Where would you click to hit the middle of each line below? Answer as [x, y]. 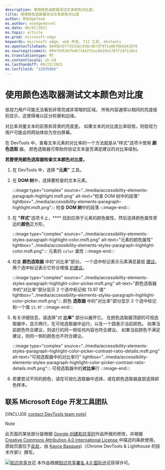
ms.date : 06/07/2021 [26, 28]
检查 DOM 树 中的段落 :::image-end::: [93, 207]
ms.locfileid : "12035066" [32, 69]
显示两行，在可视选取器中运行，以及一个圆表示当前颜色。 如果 [93, 323]
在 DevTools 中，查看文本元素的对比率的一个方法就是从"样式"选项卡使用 [78, 143]
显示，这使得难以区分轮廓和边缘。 [44, 116]
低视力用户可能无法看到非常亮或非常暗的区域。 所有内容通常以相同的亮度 [79, 109]
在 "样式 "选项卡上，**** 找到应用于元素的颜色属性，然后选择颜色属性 [82, 218]
